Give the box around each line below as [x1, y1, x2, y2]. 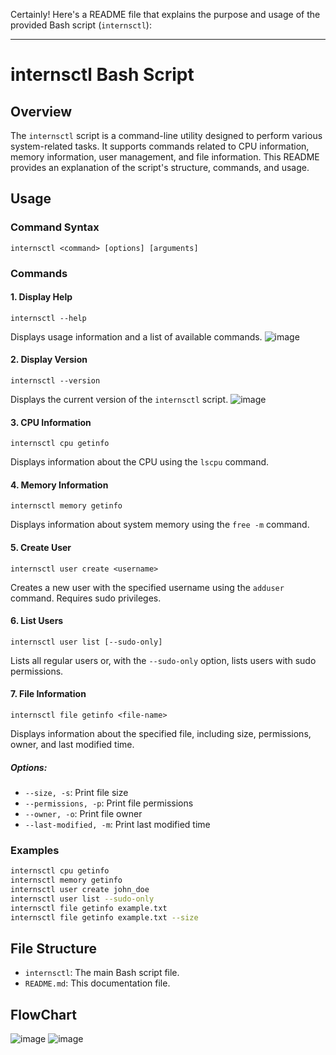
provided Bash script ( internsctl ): [10, 19, 152, 31]
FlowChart [10, 1006, 77, 1023]
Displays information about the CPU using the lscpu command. [10, 456, 270, 468]
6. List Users [10, 615, 64, 627]
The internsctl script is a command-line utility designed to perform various [10, 130, 323, 141]
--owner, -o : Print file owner [24, 808, 143, 819]
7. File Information [10, 688, 87, 700]
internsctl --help [10, 313, 87, 323]
